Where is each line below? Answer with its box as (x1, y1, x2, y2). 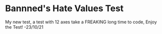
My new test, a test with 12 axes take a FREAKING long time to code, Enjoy (5, 19, 157, 25)
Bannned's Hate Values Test (5, 3, 124, 14)
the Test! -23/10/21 (5, 24, 44, 30)
